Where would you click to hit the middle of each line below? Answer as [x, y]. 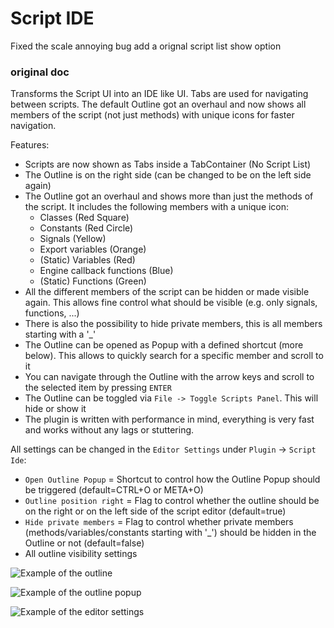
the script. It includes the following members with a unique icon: [157, 207]
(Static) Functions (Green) [93, 281]
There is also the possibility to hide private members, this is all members [173, 324]
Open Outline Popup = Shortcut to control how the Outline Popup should [172, 479]
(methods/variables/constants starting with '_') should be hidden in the [170, 533]
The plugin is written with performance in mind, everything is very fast [169, 419]
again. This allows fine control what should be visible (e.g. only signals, [171, 303]
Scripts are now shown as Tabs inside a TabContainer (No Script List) [168, 164]
